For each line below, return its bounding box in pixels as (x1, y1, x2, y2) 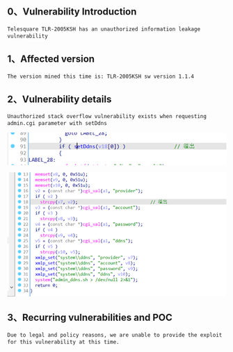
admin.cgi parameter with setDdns (7, 120, 108, 127)
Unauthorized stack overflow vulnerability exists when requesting (7, 113, 207, 120)
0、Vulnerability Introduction (7, 6, 137, 18)
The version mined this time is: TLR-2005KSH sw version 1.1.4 (7, 73, 195, 80)
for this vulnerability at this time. (7, 338, 120, 345)
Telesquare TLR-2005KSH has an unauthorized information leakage (7, 26, 200, 33)
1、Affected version (7, 53, 95, 65)
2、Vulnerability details (7, 94, 112, 106)
